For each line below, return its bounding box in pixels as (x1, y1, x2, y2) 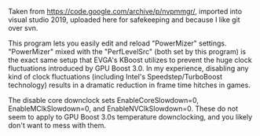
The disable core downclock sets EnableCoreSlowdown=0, (8, 96, 199, 105)
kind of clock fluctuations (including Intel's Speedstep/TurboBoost (8, 72, 222, 81)
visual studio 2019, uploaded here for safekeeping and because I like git (8, 15, 241, 24)
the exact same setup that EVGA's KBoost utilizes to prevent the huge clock (8, 55, 253, 64)
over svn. (8, 24, 38, 32)
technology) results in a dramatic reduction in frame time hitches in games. (8, 80, 251, 90)
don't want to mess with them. (8, 121, 106, 130)
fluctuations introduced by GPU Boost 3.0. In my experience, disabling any (8, 64, 249, 73)
